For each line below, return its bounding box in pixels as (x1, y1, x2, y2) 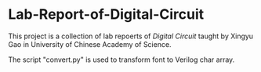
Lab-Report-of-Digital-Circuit (8, 5, 205, 23)
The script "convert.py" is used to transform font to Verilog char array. (8, 55, 235, 64)
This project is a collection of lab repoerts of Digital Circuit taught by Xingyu (8, 31, 253, 41)
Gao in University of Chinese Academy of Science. (8, 39, 172, 49)
